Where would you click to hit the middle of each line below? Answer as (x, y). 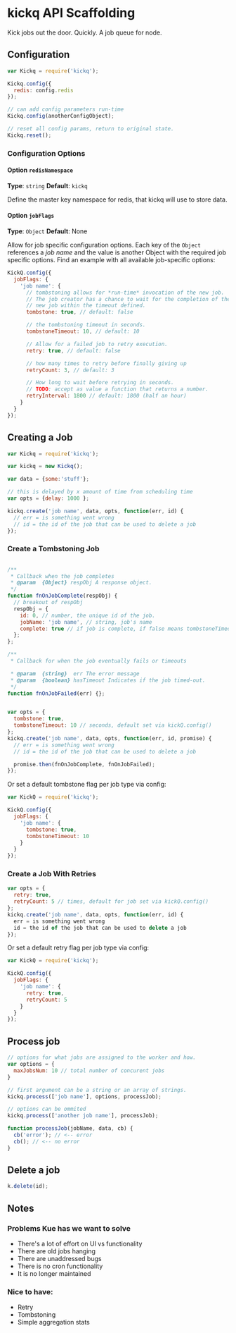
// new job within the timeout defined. (86, 306)
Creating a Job (40, 437)
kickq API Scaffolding (71, 13)
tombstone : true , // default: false (79, 312)
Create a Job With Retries (52, 874)
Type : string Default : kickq (47, 185)
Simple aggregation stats (53, 1322)
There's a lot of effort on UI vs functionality (80, 1244)
